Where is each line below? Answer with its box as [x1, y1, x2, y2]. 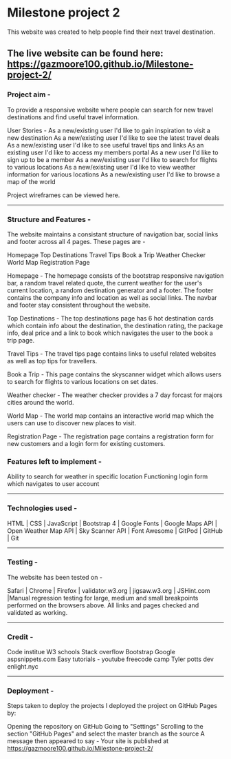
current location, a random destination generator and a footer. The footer [7, 286, 214, 294]
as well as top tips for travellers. [7, 356, 98, 365]
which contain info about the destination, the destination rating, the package [7, 321, 223, 330]
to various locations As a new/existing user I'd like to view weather [7, 163, 196, 171]
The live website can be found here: [7, 48, 164, 59]
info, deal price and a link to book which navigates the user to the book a [7, 329, 213, 337]
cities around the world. [7, 398, 74, 406]
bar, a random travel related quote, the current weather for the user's [7, 279, 203, 287]
